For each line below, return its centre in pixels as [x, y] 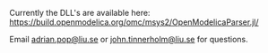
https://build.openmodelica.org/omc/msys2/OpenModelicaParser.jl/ [134, 22]
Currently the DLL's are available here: [80, 13]
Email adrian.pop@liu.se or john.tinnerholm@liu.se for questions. [129, 39]
